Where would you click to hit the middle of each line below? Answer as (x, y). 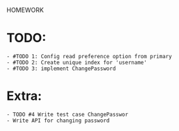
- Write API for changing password (58, 121)
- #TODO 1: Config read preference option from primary (89, 56)
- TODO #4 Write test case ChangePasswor (68, 114)
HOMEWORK (25, 10)
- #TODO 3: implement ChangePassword (61, 69)
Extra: (24, 96)
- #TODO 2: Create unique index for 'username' (77, 62)
